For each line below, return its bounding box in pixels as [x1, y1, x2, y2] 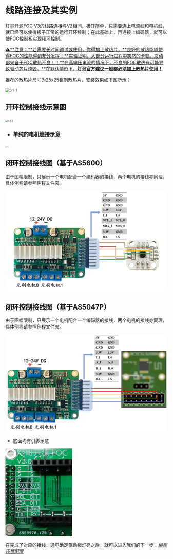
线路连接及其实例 [5, 5, 78, 16]
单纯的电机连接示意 [12, 130, 61, 138]
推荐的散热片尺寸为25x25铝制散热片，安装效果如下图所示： [5, 76, 131, 83]
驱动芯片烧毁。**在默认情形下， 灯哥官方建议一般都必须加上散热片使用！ [9, 65, 163, 72]
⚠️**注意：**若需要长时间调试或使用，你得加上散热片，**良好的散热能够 [5, 46, 159, 52]
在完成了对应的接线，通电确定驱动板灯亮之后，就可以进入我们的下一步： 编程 [5, 542, 167, 548]
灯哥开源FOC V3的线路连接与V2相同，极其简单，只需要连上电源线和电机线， [5, 23, 167, 29]
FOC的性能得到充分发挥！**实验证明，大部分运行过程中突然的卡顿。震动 [9, 52, 163, 59]
